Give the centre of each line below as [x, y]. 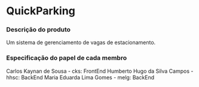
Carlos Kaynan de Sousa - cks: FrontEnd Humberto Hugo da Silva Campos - [100, 71]
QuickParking [41, 11]
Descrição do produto [38, 30]
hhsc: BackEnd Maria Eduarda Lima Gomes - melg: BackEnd [80, 77]
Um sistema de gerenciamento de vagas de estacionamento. [81, 42]
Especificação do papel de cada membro [67, 58]
